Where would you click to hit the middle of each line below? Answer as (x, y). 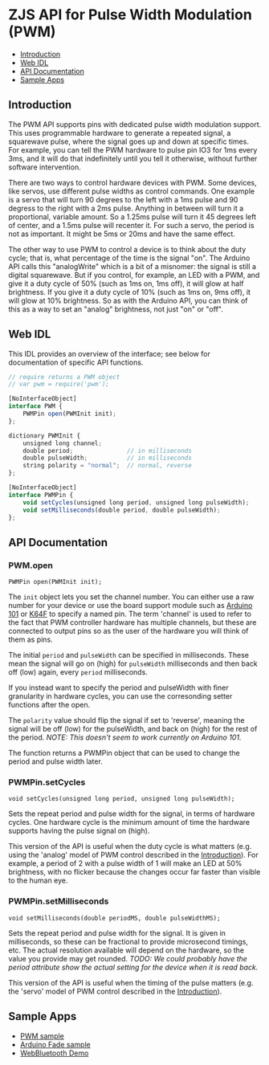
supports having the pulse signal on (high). (79, 831)
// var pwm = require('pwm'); (59, 384)
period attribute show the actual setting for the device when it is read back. (133, 967)
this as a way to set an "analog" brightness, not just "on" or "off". (116, 309)
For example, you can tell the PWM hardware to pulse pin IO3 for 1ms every (133, 149)
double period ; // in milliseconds (108, 451)
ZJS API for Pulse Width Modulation (130, 15)
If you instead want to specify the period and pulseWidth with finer (118, 688)
